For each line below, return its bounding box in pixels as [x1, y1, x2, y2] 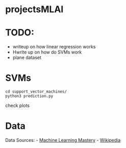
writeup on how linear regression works [12, 44, 96, 50]
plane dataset [12, 54, 42, 61]
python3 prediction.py [5, 94, 53, 99]
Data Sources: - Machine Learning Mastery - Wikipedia [5, 137, 121, 143]
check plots [5, 103, 30, 109]
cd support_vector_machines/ [5, 89, 67, 95]
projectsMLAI [5, 4, 64, 15]
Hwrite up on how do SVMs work [12, 49, 82, 55]
